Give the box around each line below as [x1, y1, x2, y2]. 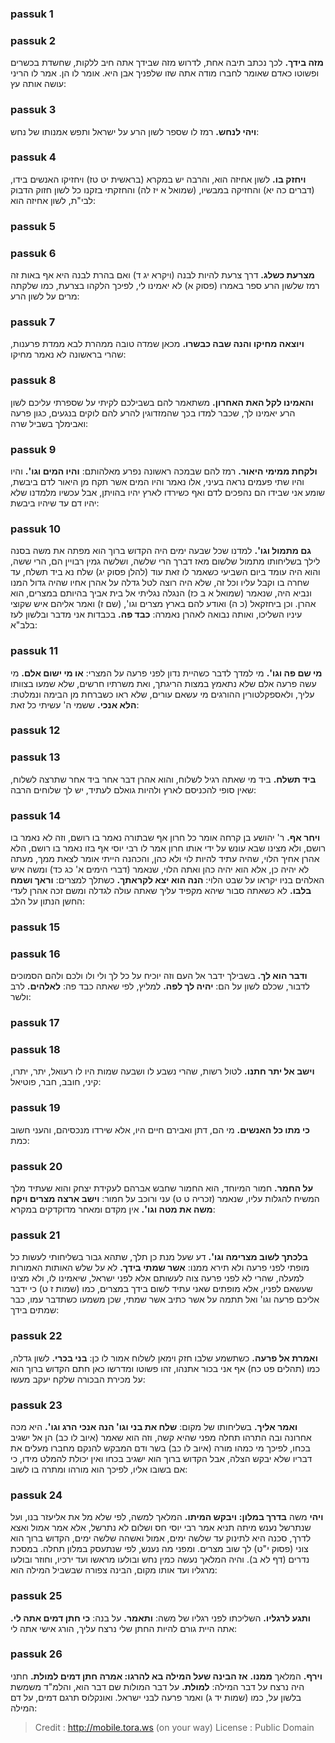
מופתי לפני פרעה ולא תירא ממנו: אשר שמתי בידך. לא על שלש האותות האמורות [10, 1262, 310, 1274]
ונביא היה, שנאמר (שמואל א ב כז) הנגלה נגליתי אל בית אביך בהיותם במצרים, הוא [10, 587, 312, 599]
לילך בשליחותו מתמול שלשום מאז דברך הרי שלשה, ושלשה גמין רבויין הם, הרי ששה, [10, 555, 321, 567]
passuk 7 [10, 315, 56, 329]
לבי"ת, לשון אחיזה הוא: [10, 194, 97, 206]
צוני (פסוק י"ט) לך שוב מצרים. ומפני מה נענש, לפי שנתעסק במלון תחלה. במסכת [10, 1543, 309, 1555]
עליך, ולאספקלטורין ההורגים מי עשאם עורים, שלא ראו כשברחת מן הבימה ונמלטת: [10, 688, 315, 700]
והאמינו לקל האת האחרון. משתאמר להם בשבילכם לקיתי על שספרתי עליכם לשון [10, 396, 314, 408]
